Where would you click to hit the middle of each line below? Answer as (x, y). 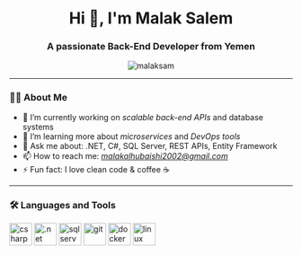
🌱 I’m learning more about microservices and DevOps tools (131, 136)
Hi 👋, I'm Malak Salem (151, 18)
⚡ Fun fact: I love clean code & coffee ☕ (96, 169)
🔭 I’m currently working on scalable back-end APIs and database (142, 117)
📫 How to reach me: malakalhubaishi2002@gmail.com (125, 155)
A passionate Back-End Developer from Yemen (151, 47)
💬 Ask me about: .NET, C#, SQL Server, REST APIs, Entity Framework (150, 145)
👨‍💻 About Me (38, 98)
